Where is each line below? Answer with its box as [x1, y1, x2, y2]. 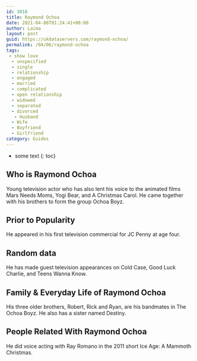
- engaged [11, 75, 36, 81]
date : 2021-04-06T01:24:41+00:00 [6, 20, 89, 26]
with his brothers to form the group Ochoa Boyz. [6, 197, 125, 205]
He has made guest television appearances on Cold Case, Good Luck [6, 264, 176, 271]
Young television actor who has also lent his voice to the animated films [6, 185, 181, 192]
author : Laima [6, 25, 42, 32]
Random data [6, 248, 56, 258]
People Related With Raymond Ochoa [6, 327, 147, 337]
